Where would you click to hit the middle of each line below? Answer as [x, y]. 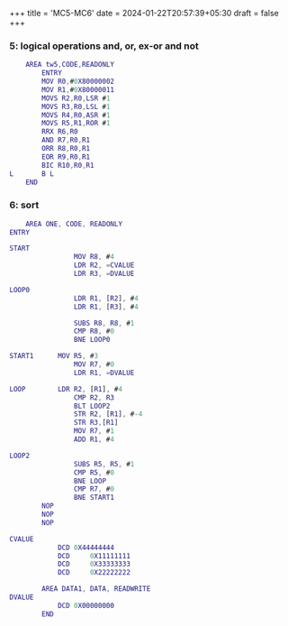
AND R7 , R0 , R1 [66, 140]
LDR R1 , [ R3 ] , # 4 [106, 307]
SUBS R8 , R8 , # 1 [104, 323]
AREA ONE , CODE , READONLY [74, 224]
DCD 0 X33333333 [94, 564]
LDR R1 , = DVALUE [104, 373]
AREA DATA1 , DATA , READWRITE [96, 589]
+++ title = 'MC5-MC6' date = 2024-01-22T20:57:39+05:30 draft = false [144, 13]
